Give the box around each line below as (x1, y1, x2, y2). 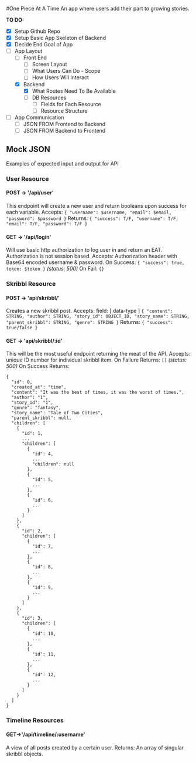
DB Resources (32, 94, 67, 101)
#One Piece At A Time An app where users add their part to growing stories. (6, 5, 190, 12)
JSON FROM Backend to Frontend (23, 127, 106, 134)
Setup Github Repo (14, 28, 60, 35)
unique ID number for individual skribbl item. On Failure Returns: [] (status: (6, 356, 187, 363)
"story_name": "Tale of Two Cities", (11, 410, 104, 416)
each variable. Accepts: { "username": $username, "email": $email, (6, 208, 172, 215)
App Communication (14, 114, 64, 121)
